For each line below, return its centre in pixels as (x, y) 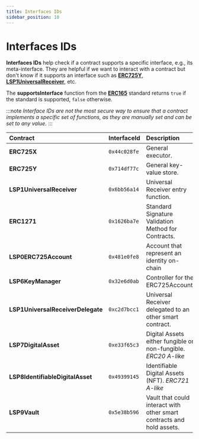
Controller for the (170, 278)
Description (163, 138)
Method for (162, 229)
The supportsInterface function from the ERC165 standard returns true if (96, 93)
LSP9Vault (24, 412)
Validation (160, 222)
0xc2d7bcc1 (124, 310)
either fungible (166, 341)
